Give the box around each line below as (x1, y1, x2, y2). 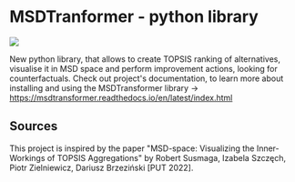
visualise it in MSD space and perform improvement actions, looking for (9, 63, 278, 74)
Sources (9, 118, 58, 134)
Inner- (256, 143, 280, 154)
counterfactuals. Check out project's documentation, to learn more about (9, 73, 284, 84)
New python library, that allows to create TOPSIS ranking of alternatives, (9, 53, 280, 65)
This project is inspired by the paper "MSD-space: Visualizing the (9, 143, 255, 154)
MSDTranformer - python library (9, 6, 259, 27)
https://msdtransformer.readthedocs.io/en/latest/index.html (9, 92, 233, 103)
